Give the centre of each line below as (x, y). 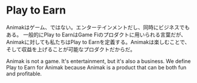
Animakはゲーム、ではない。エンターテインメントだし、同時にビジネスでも (98, 27)
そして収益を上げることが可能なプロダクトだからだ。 (71, 49)
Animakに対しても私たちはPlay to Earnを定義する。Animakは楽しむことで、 (98, 42)
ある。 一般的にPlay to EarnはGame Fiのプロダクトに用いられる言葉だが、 (96, 34)
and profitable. (24, 74)
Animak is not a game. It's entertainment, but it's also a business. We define (98, 61)
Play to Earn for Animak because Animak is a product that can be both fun (96, 67)
